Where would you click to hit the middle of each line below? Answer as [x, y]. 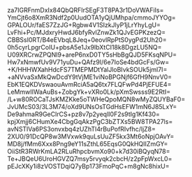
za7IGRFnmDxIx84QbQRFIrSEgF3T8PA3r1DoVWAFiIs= [86, 10]
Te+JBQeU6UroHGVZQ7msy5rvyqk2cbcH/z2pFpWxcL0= [90, 159]
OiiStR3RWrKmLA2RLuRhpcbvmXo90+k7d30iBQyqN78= [89, 151]
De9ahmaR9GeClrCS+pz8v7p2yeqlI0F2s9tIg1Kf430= [84, 114]
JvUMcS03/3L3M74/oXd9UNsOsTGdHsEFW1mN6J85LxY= [92, 107]
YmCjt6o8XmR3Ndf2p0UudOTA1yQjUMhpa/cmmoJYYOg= [91, 17]
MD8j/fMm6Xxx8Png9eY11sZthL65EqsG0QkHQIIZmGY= [88, 144]
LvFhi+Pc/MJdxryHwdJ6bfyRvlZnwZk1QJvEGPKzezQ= [87, 32]
